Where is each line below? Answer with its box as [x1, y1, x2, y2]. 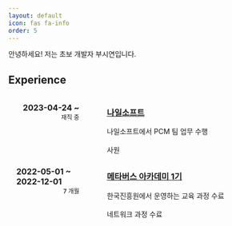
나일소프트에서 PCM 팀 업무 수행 [106, 127, 208, 137]
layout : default [8, 11, 62, 20]
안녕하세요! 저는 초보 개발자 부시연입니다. [8, 50, 137, 59]
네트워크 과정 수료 [106, 209, 162, 219]
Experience [8, 73, 66, 86]
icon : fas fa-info [8, 19, 70, 27]
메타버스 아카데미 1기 [106, 171, 182, 182]
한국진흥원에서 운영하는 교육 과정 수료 [106, 191, 225, 200]
